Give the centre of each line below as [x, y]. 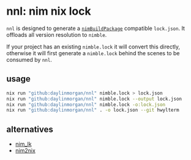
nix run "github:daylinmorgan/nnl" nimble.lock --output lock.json [94, 99]
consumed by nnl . [29, 59]
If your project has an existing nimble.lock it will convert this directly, [93, 47]
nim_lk [23, 144]
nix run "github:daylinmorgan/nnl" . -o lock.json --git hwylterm [93, 110]
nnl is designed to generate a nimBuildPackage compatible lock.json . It [96, 28]
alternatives [30, 129]
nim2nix [25, 151]
